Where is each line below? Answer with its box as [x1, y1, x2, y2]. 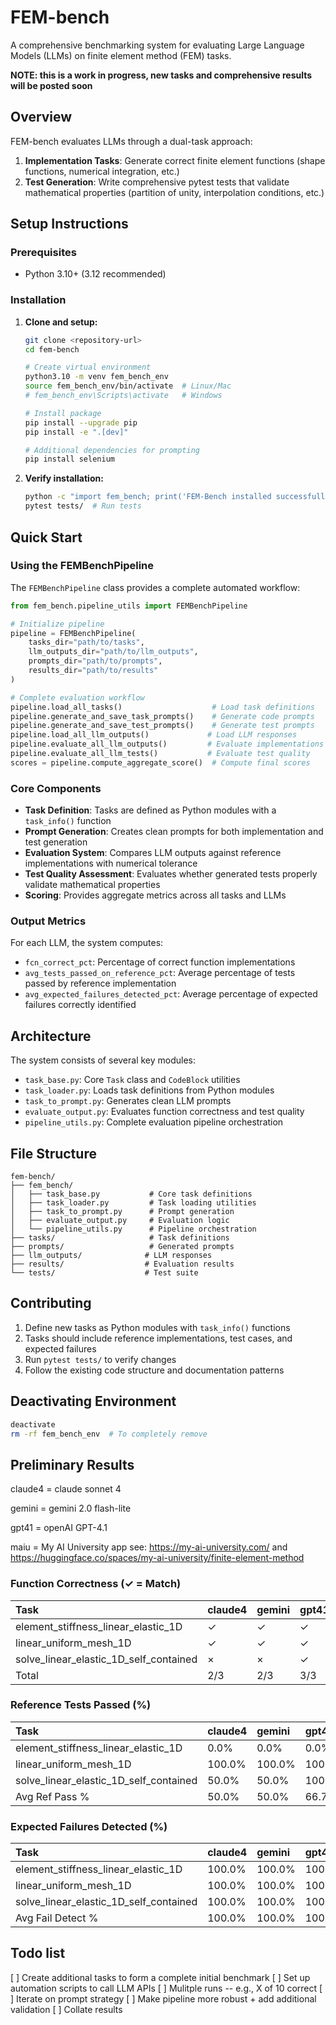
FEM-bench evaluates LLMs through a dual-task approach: [10, 135, 253, 147]
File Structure [10, 1145, 97, 1162]
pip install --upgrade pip [24, 417, 138, 428]
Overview [10, 109, 73, 126]
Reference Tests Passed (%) [10, 1698, 152, 1712]
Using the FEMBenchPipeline [10, 559, 155, 573]
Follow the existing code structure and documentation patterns [24, 1364, 285, 1376]
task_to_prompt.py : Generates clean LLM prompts [24, 1095, 232, 1107]
